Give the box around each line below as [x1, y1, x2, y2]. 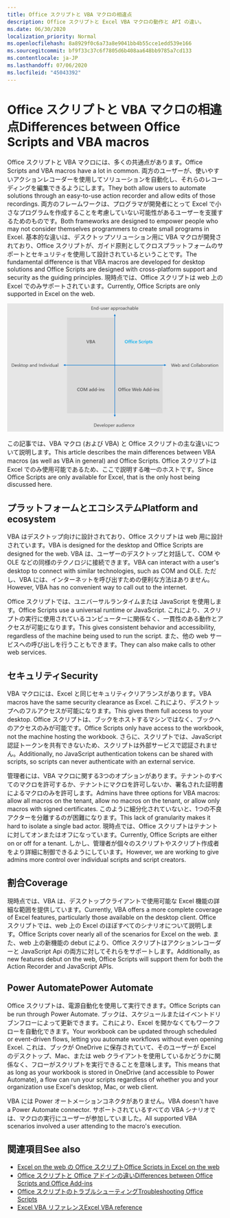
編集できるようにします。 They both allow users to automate [36, 183, 207, 192]
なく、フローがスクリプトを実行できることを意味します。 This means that [12, 1060, 220, 1069]
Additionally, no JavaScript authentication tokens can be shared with [19, 749, 214, 757]
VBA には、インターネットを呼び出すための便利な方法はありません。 [19, 576, 214, 584]
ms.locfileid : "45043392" [7, 69, 81, 76]
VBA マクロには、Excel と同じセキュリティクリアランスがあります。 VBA [7, 689, 211, 697]
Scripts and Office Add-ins [16, 1179, 93, 1188]
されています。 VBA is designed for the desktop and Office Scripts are [7, 541, 204, 549]
